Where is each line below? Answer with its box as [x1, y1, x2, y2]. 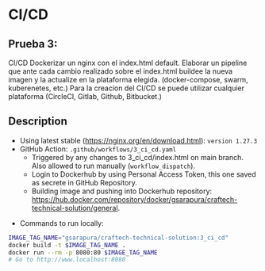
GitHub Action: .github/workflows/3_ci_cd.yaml [19, 144, 177, 154]
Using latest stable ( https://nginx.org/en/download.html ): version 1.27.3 [19, 135, 258, 145]
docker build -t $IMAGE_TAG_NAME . [8, 241, 126, 249]
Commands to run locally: [19, 218, 105, 227]
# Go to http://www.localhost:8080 [8, 256, 126, 264]
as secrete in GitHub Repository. [31, 177, 137, 187]
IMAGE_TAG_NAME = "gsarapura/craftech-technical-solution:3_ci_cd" [8, 234, 229, 242]
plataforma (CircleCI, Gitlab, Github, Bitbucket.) [8, 92, 163, 101]
